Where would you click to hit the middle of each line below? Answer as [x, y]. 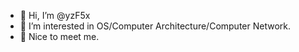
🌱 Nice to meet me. [59, 36]
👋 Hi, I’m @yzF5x [55, 15]
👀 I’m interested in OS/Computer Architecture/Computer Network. [155, 26]
